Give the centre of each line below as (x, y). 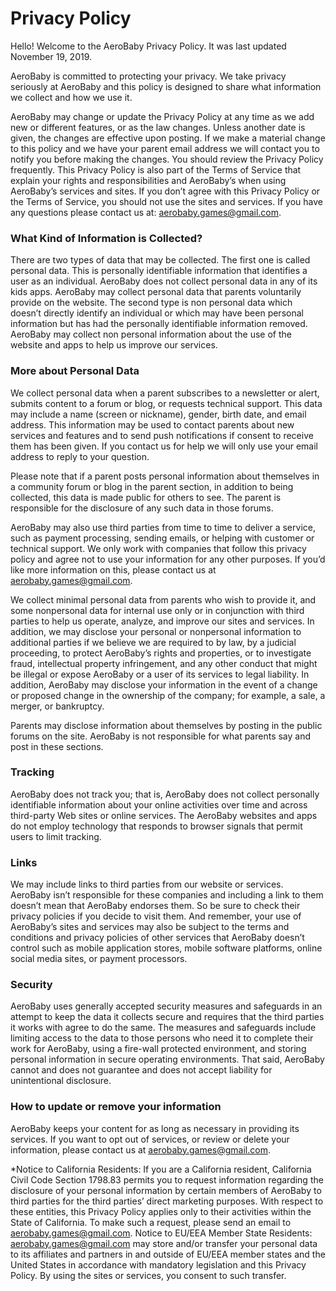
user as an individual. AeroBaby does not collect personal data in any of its (164, 281)
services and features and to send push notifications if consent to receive (162, 435)
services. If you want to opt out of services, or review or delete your (150, 1139)
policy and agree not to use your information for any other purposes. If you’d (168, 559)
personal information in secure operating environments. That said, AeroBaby (167, 1059)
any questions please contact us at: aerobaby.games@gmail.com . (146, 212)
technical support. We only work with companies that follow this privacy (158, 548)
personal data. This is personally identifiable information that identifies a (159, 271)
